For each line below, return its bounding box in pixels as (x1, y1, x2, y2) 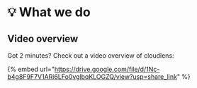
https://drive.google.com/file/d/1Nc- (54, 65, 160, 73)
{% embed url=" (7, 65, 55, 73)
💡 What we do (7, 4, 91, 20)
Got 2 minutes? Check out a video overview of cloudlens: (7, 51, 175, 60)
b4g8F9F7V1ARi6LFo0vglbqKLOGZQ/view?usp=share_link (7, 73, 177, 81)
